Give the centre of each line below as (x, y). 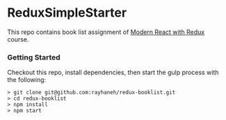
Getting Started (34, 57)
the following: (27, 80)
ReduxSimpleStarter (67, 13)
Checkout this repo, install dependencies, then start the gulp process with (113, 72)
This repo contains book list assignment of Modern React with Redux (106, 32)
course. (18, 39)
